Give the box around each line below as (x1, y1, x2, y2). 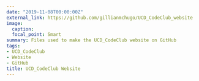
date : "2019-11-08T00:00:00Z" (6, 9, 84, 15)
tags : (6, 43, 20, 49)
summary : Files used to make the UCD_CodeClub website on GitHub (6, 37, 176, 43)
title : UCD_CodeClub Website (6, 65, 81, 72)
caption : (12, 26, 34, 32)
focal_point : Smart (12, 32, 62, 38)
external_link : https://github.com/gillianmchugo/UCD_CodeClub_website (6, 15, 193, 21)
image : (6, 20, 23, 26)
